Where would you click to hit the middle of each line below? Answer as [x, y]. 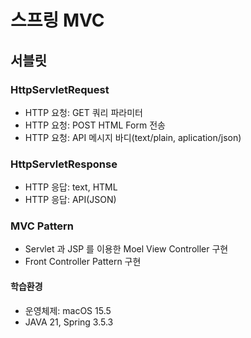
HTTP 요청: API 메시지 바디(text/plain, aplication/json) [133, 137]
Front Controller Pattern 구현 [83, 262]
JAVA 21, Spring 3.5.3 [69, 322]
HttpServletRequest [60, 89]
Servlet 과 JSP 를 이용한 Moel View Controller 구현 [126, 249]
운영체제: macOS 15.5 [68, 310]
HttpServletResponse [64, 164]
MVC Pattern [42, 226]
